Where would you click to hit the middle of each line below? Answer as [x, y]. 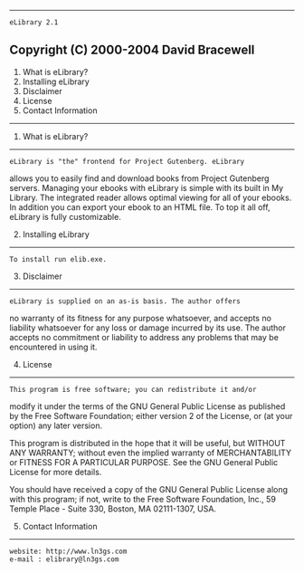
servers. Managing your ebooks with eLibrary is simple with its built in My [147, 187]
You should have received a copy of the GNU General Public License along [148, 489]
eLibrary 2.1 [34, 23]
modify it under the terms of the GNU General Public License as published [147, 406]
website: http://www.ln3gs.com [68, 551]
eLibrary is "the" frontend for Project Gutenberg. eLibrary [127, 161]
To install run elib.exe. [58, 259]
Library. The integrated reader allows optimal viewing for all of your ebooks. [151, 197]
